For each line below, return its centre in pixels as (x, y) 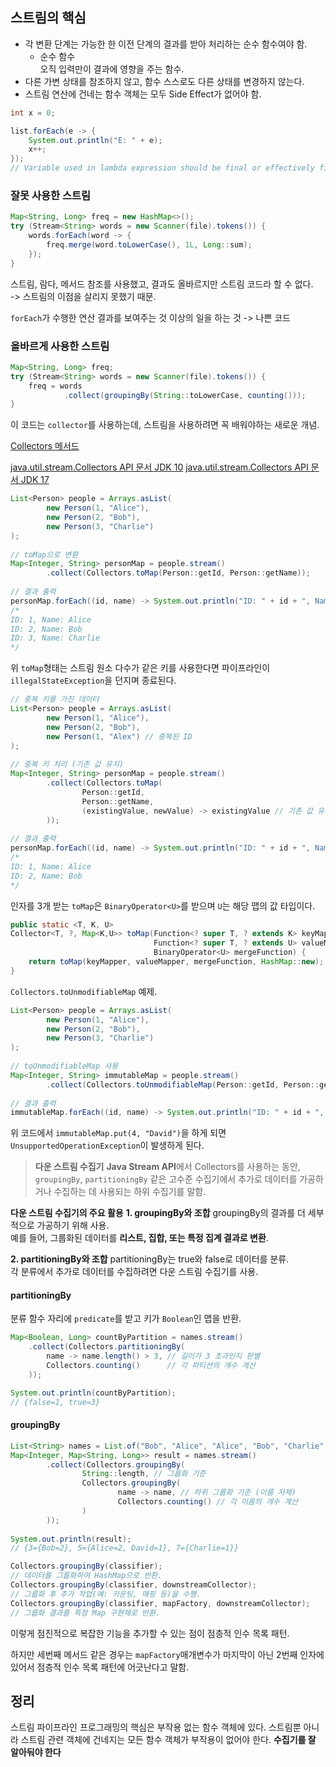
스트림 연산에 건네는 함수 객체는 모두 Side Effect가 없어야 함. (143, 94)
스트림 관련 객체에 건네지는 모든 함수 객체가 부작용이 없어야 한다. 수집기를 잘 (168, 1740)
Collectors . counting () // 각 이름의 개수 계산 (207, 1502)
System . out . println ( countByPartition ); (93, 1393)
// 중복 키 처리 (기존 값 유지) (67, 764)
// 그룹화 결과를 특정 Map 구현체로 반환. (85, 1613)
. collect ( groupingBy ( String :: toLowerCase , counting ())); (185, 395)
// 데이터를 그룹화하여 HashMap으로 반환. (86, 1576)
